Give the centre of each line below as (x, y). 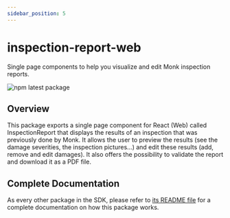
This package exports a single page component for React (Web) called (107, 125)
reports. (18, 74)
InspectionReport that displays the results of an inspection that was (102, 133)
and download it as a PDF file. (49, 162)
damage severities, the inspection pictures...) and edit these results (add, (111, 147)
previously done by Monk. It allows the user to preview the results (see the (113, 140)
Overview (28, 108)
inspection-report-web (74, 47)
